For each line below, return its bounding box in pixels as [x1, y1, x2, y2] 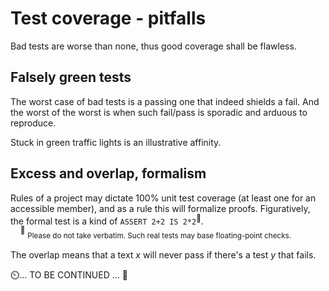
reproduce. [10, 117, 57, 129]
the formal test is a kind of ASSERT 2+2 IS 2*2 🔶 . [10, 213, 204, 227]
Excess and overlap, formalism [10, 165, 207, 182]
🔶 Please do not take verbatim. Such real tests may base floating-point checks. [19, 225, 292, 241]
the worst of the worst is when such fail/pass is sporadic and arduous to [10, 106, 308, 118]
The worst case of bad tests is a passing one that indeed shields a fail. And [10, 95, 320, 107]
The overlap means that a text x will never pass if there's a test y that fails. [10, 248, 317, 261]
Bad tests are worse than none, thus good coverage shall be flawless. [10, 40, 297, 52]
